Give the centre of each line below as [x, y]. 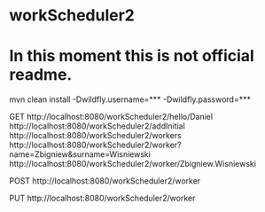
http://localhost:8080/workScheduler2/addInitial [97, 126]
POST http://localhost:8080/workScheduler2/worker [105, 181]
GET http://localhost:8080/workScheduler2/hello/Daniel [111, 117]
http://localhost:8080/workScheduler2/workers [95, 136]
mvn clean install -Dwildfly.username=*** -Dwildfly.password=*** [130, 99]
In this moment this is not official [132, 56]
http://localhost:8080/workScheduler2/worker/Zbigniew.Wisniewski [133, 164]
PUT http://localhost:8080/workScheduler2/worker [102, 198]
